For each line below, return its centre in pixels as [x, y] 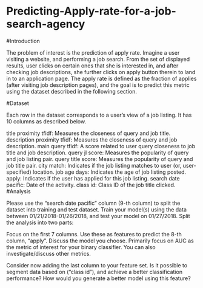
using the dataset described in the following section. [72, 91]
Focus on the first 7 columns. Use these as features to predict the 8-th [94, 234]
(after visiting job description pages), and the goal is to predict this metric [98, 85]
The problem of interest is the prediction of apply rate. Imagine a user [93, 52]
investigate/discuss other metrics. [48, 253]
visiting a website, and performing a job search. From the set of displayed [98, 59]
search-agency [46, 24]
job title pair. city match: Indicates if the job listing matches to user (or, [94, 165]
